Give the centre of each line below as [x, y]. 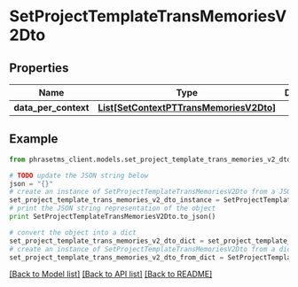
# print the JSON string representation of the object [113, 209]
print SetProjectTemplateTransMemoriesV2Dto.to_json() [113, 217]
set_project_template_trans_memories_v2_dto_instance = [114, 200]
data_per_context [51, 108]
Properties [39, 68]
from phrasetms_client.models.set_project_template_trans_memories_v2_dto [150, 159]
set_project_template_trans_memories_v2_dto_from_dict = [117, 257]
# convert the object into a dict [73, 232]
